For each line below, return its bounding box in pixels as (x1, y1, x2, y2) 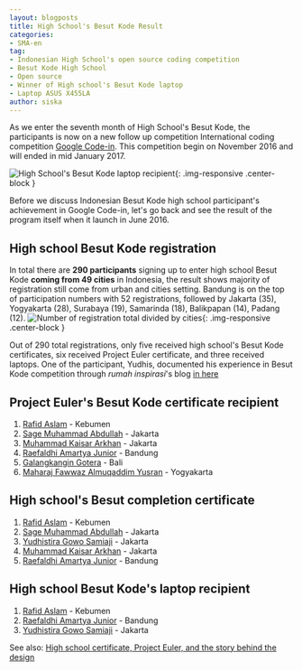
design (9, 651, 35, 662)
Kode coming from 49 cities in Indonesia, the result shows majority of (9, 275, 270, 285)
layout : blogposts (9, 13, 78, 23)
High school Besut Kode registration (9, 240, 216, 256)
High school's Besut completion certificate (9, 493, 255, 508)
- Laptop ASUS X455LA (9, 89, 91, 98)
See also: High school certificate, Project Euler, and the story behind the (9, 642, 277, 653)
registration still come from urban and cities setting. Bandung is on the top (9, 284, 286, 294)
